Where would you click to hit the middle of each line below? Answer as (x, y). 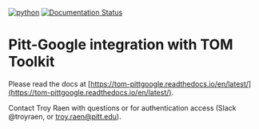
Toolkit (32, 62)
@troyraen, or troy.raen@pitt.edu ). (65, 116)
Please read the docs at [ (50, 83)
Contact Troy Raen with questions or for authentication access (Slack (123, 107)
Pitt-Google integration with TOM (121, 45)
